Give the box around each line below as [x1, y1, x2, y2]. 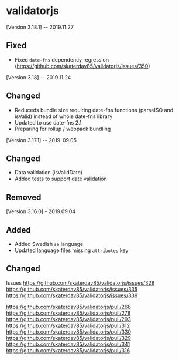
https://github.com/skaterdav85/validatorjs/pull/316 [6, 346, 130, 354]
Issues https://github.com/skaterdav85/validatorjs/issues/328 [6, 279, 155, 286]
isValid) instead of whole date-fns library [14, 113, 113, 120]
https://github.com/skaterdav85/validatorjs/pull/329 [6, 334, 132, 341]
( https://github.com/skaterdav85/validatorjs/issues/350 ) [14, 62, 150, 69]
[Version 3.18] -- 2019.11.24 [6, 73, 71, 80]
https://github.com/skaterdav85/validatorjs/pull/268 [6, 303, 132, 310]
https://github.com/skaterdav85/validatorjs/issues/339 [6, 292, 138, 299]
